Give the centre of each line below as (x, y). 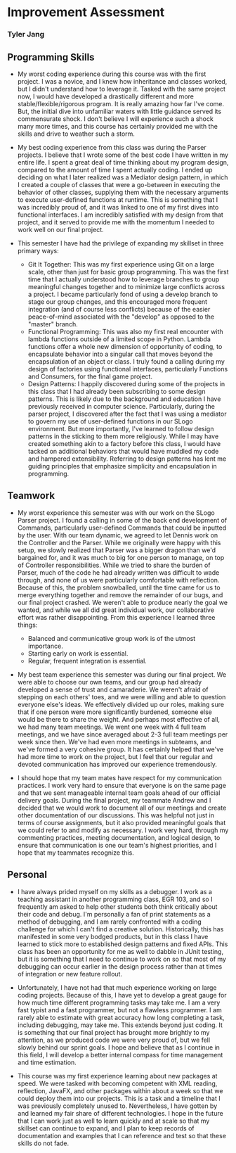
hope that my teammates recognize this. (76, 853)
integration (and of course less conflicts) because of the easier (119, 309)
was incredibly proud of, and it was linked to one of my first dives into (118, 207)
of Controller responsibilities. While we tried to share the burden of (114, 565)
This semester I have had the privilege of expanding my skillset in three (120, 243)
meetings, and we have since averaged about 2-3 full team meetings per (123, 734)
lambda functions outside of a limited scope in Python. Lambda (119, 339)
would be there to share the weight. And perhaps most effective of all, (118, 719)
